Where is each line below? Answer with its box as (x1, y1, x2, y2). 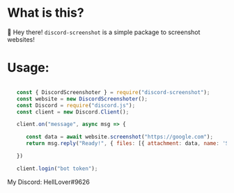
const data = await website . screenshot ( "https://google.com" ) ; (25, 134, 214, 141)
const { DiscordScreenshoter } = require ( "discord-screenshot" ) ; (16, 88, 210, 95)
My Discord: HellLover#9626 (7, 178, 91, 186)
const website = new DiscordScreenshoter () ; (16, 95, 148, 102)
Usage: (7, 60, 50, 76)
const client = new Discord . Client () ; (16, 108, 130, 116)
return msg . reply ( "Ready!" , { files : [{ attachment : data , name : (25, 140, 219, 147)
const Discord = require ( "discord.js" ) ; (16, 102, 136, 109)
